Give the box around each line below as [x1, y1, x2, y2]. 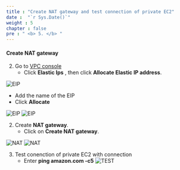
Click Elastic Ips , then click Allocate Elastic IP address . [23, 69, 162, 76]
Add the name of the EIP [14, 92, 75, 99]
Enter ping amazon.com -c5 [23, 157, 94, 165]
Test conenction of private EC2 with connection [14, 151, 132, 158]
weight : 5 [6, 20, 33, 26]
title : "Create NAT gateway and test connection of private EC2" [6, 8, 175, 15]
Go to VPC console [14, 63, 62, 70]
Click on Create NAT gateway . [23, 128, 100, 135]
